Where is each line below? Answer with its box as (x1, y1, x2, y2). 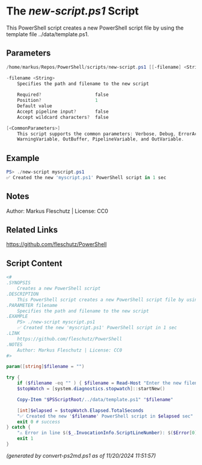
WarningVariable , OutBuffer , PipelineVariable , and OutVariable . (17, 136, 185, 142)
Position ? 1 (17, 98, 98, 104)
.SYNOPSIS (6, 280, 31, 286)
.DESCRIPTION (6, 291, 39, 297)
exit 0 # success (17, 419, 61, 425)
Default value (17, 103, 52, 109)
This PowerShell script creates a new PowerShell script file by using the (6, 24, 184, 31)
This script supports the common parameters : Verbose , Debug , (17, 131, 176, 137)
